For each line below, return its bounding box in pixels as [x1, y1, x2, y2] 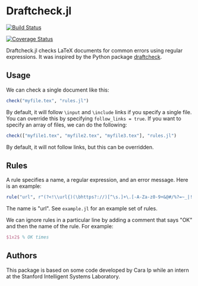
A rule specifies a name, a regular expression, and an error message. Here [6, 177, 188, 184]
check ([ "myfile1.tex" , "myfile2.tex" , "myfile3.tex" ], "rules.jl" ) [6, 133, 177, 139]
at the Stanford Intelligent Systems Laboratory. [6, 272, 121, 280]
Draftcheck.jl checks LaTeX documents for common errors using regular [6, 46, 183, 54]
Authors [6, 251, 37, 261]
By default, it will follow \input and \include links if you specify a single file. [6, 108, 192, 115]
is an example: [6, 183, 42, 190]
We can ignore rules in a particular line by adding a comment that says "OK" [6, 216, 193, 224]
